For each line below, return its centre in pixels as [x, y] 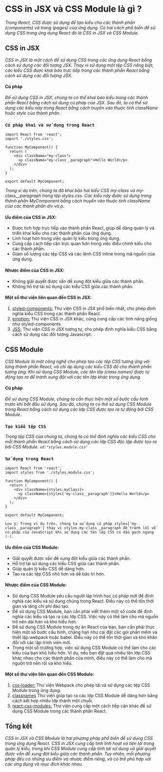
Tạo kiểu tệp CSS [26, 426]
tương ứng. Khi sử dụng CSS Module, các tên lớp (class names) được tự [77, 372]
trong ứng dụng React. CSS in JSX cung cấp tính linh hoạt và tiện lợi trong [80, 743]
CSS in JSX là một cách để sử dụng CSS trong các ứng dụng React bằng [79, 60]
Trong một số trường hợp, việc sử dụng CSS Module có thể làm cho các [84, 648]
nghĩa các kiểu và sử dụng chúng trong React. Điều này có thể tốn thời [83, 601]
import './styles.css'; [29, 139]
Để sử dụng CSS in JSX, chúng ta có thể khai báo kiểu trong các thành [77, 97]
